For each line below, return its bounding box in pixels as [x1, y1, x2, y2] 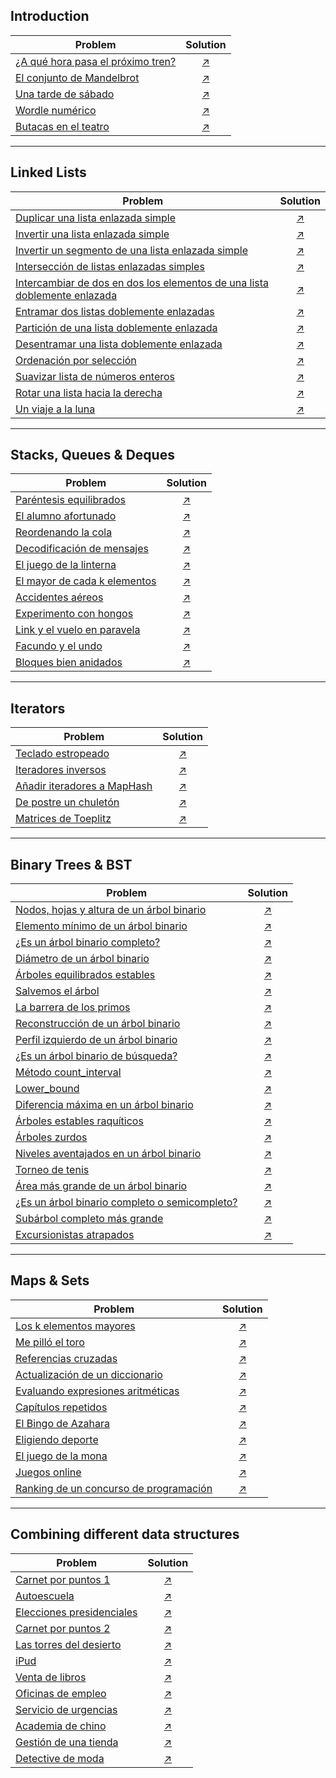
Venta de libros [15, 1670, 87, 1684]
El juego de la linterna [15, 558, 117, 572]
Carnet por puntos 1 [15, 1572, 111, 1586]
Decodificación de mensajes [15, 542, 150, 556]
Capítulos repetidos [15, 1400, 108, 1414]
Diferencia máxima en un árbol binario [15, 1098, 194, 1112]
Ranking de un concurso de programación [15, 1481, 213, 1495]
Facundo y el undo [15, 639, 103, 653]
